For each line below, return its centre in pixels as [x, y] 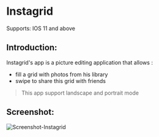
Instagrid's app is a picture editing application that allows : [79, 62]
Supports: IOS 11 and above [41, 28]
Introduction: [32, 48]
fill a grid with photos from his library [61, 74]
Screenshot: [30, 112]
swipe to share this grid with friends [60, 80]
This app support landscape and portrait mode [80, 93]
